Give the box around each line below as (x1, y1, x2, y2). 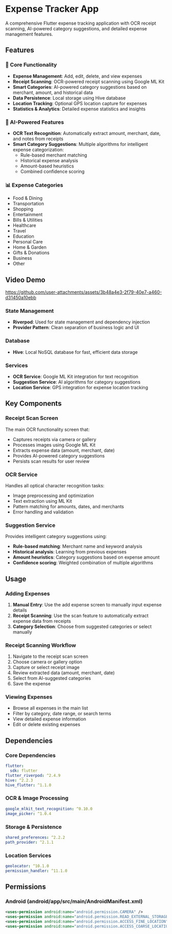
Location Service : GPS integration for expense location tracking (12, 384, 148, 390)
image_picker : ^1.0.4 (5, 811, 52, 816)
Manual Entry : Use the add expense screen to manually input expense (12, 601, 162, 607)
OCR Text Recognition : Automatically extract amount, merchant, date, (12, 130, 161, 136)
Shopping (12, 206, 33, 212)
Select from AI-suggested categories (12, 675, 91, 681)
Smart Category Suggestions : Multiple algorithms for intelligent (12, 141, 148, 147)
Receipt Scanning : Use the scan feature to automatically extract (12, 612, 149, 619)
